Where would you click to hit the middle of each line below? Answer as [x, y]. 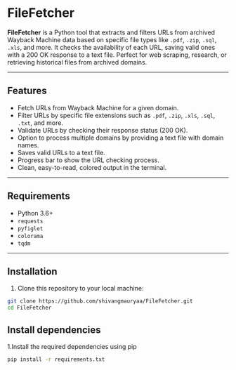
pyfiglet [30, 229]
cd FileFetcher [29, 308]
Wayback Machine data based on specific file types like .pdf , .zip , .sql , [112, 39]
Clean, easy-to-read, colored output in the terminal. [92, 167]
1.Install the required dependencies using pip [72, 346]
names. [28, 145]
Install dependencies [54, 330]
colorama [30, 236]
